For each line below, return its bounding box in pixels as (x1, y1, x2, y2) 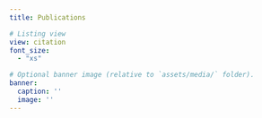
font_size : (9, 46, 50, 55)
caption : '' (17, 87, 63, 96)
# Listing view (9, 29, 66, 38)
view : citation (9, 38, 66, 46)
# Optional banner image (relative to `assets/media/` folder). (9, 71, 255, 80)
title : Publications (9, 13, 87, 22)
